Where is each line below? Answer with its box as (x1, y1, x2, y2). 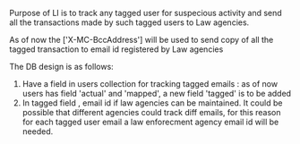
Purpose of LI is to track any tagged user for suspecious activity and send (9, 8, 282, 18)
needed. (21, 126, 54, 137)
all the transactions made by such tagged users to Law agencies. (9, 17, 250, 28)
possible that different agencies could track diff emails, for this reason (21, 107, 281, 117)
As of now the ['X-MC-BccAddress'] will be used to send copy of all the (9, 35, 274, 45)
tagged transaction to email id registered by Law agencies (9, 44, 224, 55)
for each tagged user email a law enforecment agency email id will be (21, 116, 279, 127)
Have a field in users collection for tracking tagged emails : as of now (21, 79, 279, 89)
